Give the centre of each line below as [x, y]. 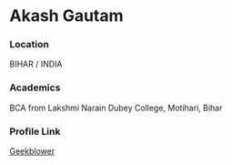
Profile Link [35, 131]
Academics [35, 88]
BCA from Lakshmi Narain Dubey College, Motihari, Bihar [116, 108]
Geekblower [32, 151]
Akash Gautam [67, 16]
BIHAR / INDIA [36, 64]
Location [30, 45]
